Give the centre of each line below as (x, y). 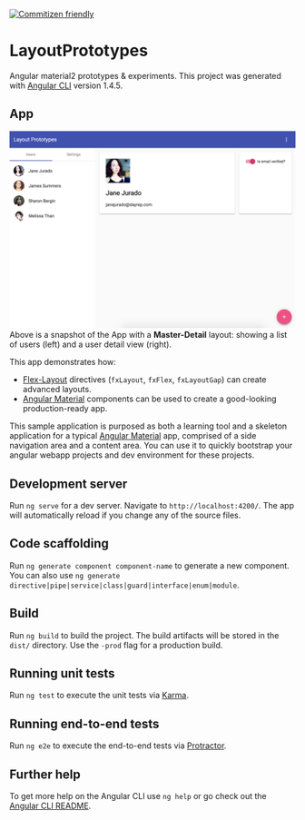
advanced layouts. (57, 390)
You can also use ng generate (65, 575)
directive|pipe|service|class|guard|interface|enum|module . (124, 585)
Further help (45, 774)
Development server (69, 484)
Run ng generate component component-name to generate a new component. (150, 565)
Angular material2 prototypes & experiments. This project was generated (145, 75)
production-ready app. (65, 409)
